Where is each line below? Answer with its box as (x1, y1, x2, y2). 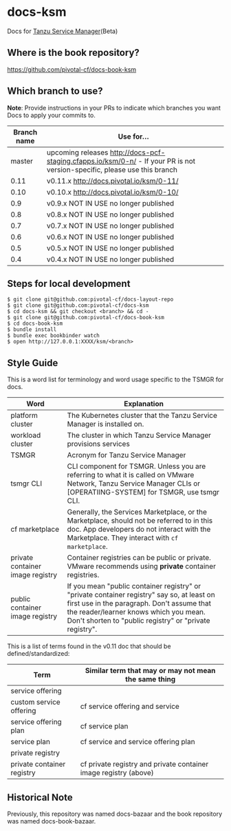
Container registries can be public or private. (67, 553, 212, 563)
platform (10, 411, 38, 421)
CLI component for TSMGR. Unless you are (67, 461, 206, 471)
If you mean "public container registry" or (67, 581, 201, 591)
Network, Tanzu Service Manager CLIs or (67, 479, 201, 488)
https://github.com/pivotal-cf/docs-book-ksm (7, 65, 137, 73)
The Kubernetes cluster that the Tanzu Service (67, 411, 218, 421)
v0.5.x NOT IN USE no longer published (46, 243, 175, 252)
